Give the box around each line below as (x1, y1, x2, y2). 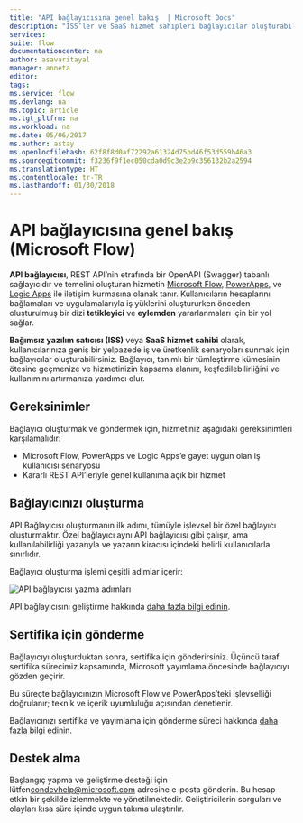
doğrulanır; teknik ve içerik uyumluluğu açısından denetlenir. (9, 697, 233, 708)
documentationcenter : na (9, 47, 103, 56)
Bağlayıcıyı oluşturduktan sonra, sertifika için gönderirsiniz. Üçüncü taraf (9, 651, 280, 662)
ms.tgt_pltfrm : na (9, 114, 78, 123)
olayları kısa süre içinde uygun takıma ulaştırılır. (9, 803, 185, 814)
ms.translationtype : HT (9, 164, 99, 173)
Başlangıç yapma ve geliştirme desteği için (9, 774, 169, 786)
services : (9, 30, 47, 39)
